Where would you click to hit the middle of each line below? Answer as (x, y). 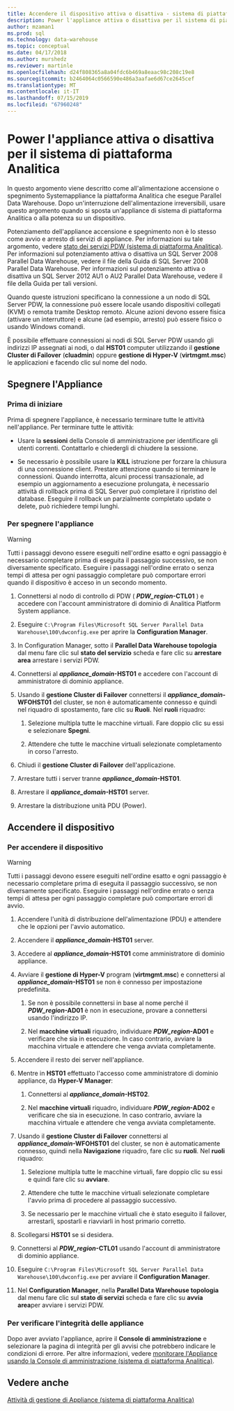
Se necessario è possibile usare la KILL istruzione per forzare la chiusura (122, 461)
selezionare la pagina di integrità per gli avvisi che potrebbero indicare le (111, 1346)
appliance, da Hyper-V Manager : (65, 1081)
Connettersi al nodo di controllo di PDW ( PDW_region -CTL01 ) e (110, 596)
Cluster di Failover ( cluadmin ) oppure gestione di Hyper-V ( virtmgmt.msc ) (117, 355)
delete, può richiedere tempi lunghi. (68, 506)
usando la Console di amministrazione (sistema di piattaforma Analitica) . (111, 1361)
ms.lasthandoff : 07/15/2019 (48, 98)
